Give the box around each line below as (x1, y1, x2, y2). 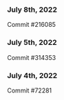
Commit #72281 (7, 86, 52, 94)
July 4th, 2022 (7, 70, 58, 80)
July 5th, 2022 (7, 38, 57, 48)
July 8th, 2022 (7, 5, 57, 14)
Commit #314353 (7, 53, 56, 61)
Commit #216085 (7, 21, 56, 29)
